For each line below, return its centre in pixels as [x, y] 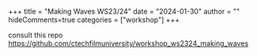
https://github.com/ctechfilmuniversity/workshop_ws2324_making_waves [128, 43]
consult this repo [36, 35]
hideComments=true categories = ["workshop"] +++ [94, 20]
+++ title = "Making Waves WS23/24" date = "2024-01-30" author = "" [124, 11]
